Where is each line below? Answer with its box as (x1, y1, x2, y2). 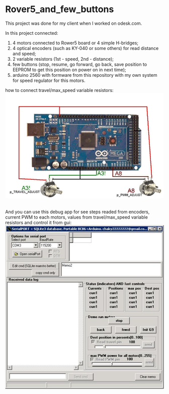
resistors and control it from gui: (5, 220, 72, 226)
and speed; (12, 51, 36, 57)
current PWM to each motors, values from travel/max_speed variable (5, 214, 148, 220)
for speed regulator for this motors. (12, 77, 86, 83)
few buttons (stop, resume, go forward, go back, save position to (12, 61, 147, 67)
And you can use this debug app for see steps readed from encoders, (5, 209, 150, 215)
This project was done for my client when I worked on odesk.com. (5, 20, 142, 26)
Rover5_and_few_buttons (5, 4, 114, 15)
